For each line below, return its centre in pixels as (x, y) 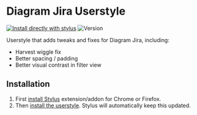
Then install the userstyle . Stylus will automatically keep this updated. (103, 105)
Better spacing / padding (46, 58)
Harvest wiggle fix (38, 52)
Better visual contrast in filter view (58, 65)
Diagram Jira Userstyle (66, 11)
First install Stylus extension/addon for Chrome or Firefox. (88, 98)
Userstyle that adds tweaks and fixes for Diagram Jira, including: (88, 40)
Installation (28, 84)
